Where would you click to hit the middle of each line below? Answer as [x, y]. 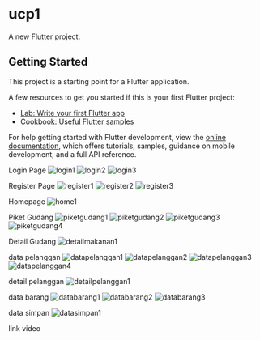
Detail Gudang [32, 241]
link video [25, 328]
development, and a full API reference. [72, 154]
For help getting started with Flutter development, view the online [117, 137]
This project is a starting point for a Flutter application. [99, 81]
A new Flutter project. [45, 36]
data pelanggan [34, 257]
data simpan [29, 312]
